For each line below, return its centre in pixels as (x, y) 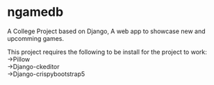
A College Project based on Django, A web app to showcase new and (107, 31)
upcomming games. (36, 38)
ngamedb (35, 12)
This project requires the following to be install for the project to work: (107, 52)
